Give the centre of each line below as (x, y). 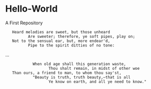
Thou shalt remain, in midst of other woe (94, 68)
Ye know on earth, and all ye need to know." (97, 81)
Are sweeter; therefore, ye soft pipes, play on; (82, 36)
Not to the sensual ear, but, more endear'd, (61, 41)
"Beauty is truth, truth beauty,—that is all (81, 77)
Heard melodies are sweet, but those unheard (61, 32)
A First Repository (24, 23)
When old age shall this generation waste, (79, 64)
